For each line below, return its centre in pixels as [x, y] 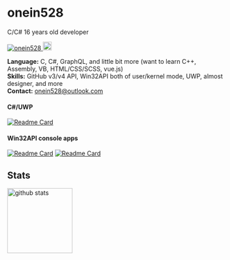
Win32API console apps [43, 138]
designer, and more [35, 83]
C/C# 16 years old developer [48, 32]
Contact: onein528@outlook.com [55, 91]
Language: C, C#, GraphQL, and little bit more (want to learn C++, [102, 61]
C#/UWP [20, 107]
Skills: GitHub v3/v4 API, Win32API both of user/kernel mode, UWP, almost [115, 76]
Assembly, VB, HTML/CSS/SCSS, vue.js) [65, 69]
